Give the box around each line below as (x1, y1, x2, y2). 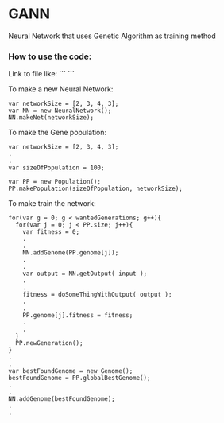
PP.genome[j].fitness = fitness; (22, 312, 133, 320)
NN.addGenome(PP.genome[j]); (22, 249, 119, 257)
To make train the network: (8, 199, 97, 208)
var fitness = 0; (22, 228, 80, 236)
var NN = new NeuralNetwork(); (8, 107, 112, 115)
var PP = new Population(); (8, 178, 102, 186)
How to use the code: (8, 51, 92, 62)
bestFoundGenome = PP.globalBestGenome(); (8, 374, 151, 382)
